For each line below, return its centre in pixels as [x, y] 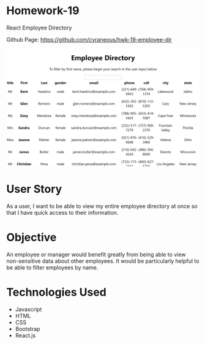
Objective [32, 238]
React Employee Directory [39, 28]
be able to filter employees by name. [52, 267]
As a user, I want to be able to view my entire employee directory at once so [102, 206]
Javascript [28, 309]
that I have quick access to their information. [62, 212]
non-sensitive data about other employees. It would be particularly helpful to [103, 261]
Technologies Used [57, 293]
